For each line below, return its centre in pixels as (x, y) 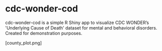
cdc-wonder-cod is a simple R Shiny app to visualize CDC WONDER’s (77, 22)
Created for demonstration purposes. (44, 33)
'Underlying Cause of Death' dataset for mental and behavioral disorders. (81, 27)
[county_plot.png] (23, 42)
